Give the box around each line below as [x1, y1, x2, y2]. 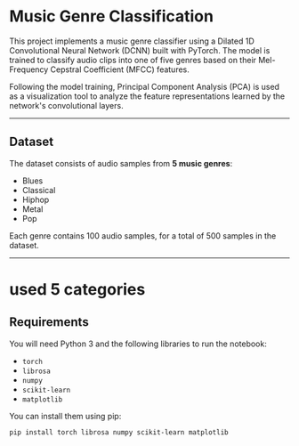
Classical [21, 184, 56, 195]
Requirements [9, 314, 89, 330]
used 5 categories [9, 279, 146, 299]
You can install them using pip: [9, 410, 122, 421]
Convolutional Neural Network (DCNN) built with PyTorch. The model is [9, 45, 271, 55]
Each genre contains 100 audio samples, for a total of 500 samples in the [9, 230, 277, 241]
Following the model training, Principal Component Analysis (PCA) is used [9, 81, 280, 92]
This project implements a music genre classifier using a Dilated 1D [9, 36, 255, 46]
